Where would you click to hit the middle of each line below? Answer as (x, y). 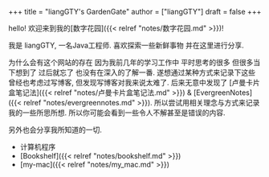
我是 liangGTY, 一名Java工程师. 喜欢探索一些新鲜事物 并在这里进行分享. (126, 45)
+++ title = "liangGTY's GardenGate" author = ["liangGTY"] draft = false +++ (135, 12)
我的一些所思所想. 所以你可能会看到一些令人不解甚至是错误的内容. (117, 113)
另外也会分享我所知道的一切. (55, 130)
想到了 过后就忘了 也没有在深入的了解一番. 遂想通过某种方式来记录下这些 (135, 72)
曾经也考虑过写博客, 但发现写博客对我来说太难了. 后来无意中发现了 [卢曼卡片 (134, 82)
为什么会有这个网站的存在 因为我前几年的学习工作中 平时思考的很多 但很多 (131, 62)
